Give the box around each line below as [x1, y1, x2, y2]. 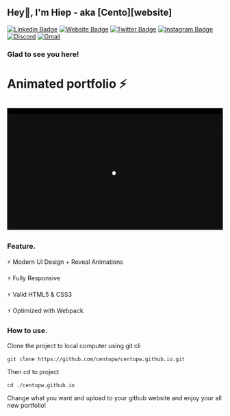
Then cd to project [7, 367, 60, 376]
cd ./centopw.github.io [7, 382, 75, 389]
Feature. [7, 241, 36, 251]
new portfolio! [7, 401, 47, 409]
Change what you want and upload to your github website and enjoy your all [7, 393, 222, 402]
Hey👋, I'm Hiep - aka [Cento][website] [7, 7, 172, 19]
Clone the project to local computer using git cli [7, 341, 141, 350]
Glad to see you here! [7, 49, 79, 59]
